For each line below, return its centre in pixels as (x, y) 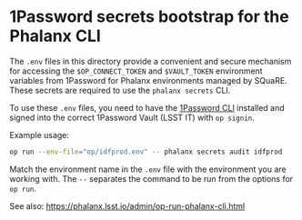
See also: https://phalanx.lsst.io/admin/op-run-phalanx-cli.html (127, 205)
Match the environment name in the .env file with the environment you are (148, 169)
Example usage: (40, 135)
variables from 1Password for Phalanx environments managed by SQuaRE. (149, 80)
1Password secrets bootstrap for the (149, 17)
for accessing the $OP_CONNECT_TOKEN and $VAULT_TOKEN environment (136, 71)
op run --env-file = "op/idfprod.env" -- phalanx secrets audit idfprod (146, 152)
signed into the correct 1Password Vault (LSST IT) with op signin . (132, 117)
